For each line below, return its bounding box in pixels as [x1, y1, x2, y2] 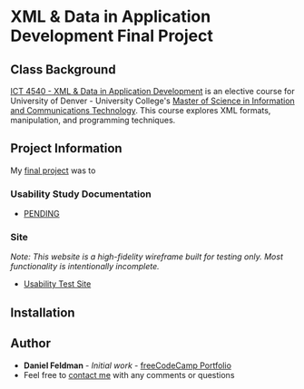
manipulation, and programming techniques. [10, 115, 176, 125]
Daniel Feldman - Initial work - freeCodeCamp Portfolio [23, 360, 232, 371]
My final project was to [10, 165, 96, 176]
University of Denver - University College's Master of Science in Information [10, 95, 296, 106]
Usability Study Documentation [10, 188, 152, 200]
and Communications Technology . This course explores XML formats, [10, 105, 271, 115]
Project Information [10, 141, 123, 156]
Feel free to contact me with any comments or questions [23, 369, 235, 380]
